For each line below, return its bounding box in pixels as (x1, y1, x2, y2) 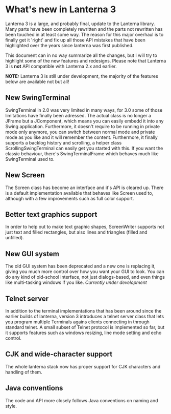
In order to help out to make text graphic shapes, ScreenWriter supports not (5, 224, 164, 230)
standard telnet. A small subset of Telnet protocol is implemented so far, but (5, 324, 165, 330)
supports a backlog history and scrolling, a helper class (5, 139, 122, 146)
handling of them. (5, 369, 42, 375)
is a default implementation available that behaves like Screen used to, (5, 190, 154, 196)
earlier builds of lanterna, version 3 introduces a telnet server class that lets (5, 314, 164, 319)
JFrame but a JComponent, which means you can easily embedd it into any (5, 118, 164, 124)
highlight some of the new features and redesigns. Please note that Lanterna (5, 57, 166, 64)
